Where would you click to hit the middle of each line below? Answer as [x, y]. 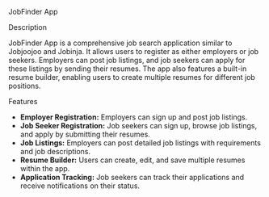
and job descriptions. [55, 151]
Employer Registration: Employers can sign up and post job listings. [134, 117]
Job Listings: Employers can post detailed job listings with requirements [140, 143]
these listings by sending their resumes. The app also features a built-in [128, 69]
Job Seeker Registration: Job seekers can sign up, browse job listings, [138, 126]
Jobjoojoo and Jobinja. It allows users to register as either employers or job [134, 51]
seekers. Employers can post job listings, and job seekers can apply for [127, 60]
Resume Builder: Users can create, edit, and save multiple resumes [132, 160]
